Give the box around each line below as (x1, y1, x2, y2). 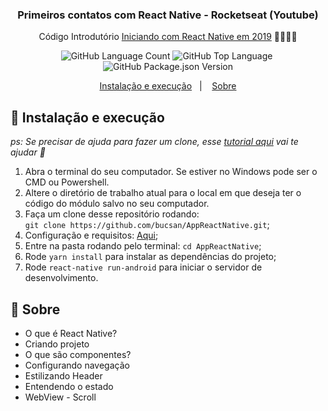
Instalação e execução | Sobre (99, 80, 237, 92)
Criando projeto (24, 338, 90, 350)
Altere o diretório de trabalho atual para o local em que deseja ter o (24, 187, 302, 199)
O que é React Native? (24, 327, 118, 339)
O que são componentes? (24, 348, 132, 360)
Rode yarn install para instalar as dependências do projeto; (24, 251, 277, 263)
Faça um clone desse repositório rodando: (24, 208, 200, 220)
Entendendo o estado (24, 380, 114, 392)
